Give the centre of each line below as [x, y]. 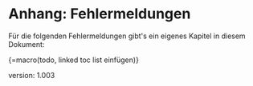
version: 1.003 [32, 75]
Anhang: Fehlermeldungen [100, 14]
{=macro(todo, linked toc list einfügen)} [73, 60]
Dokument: [27, 44]
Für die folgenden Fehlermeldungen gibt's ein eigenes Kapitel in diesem [127, 36]
